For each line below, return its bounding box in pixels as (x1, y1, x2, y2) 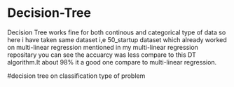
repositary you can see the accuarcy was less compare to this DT (7, 51, 196, 59)
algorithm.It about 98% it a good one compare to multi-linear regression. (7, 58, 217, 66)
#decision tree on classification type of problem (7, 72, 146, 80)
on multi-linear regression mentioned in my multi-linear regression (7, 43, 198, 51)
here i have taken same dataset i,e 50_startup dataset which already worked (7, 35, 228, 43)
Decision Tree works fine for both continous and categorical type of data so (7, 28, 226, 36)
